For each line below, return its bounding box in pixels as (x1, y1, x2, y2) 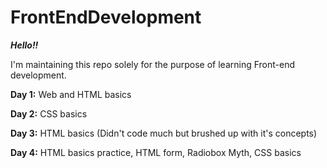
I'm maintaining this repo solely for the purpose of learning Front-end (10, 58, 296, 70)
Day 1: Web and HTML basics (10, 88, 132, 100)
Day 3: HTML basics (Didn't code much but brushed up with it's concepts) (10, 127, 318, 139)
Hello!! (10, 39, 39, 51)
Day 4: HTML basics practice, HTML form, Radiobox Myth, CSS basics (10, 146, 302, 158)
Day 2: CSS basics (10, 107, 88, 120)
